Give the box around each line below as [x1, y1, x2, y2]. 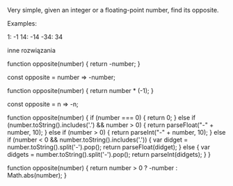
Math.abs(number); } [7, 171, 67, 179]
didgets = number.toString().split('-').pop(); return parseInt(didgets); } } [7, 151, 211, 158]
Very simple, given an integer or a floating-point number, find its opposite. [7, 6, 219, 14]
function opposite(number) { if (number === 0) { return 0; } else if [7, 114, 196, 121]
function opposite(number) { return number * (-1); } [7, 87, 154, 94]
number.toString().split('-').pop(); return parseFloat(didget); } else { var [7, 143, 211, 151]
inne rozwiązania [7, 46, 56, 54]
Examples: [7, 19, 37, 27]
